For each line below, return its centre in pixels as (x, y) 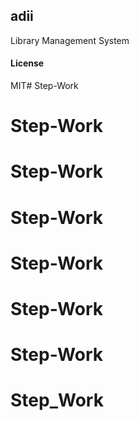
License (27, 63)
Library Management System (70, 40)
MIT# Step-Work (44, 86)
